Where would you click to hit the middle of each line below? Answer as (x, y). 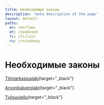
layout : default (21, 18)
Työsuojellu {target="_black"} (34, 97)
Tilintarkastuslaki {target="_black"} (39, 78)
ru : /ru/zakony (25, 41)
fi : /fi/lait (22, 37)
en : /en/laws (22, 28)
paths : (12, 23)
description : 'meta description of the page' (52, 14)
